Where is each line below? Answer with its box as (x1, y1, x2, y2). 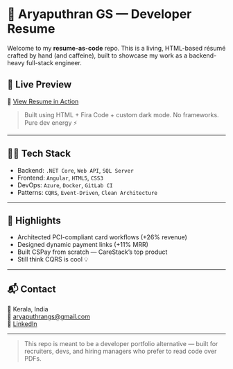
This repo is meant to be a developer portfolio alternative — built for (24, 340, 218, 348)
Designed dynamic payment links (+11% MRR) (17, 241, 149, 249)
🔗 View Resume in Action (7, 97, 79, 105)
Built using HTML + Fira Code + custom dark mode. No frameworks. (24, 110, 220, 119)
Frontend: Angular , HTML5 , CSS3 (17, 173, 104, 182)
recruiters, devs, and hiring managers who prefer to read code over (24, 347, 217, 356)
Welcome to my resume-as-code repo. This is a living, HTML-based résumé (7, 44, 226, 52)
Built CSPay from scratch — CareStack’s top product (17, 248, 168, 256)
